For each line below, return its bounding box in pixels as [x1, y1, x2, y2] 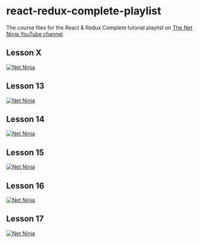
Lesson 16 [6, 181, 45, 191]
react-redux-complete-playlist [6, 4, 161, 18]
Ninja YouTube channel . [6, 30, 65, 37]
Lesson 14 [6, 114, 45, 124]
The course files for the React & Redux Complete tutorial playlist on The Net [6, 24, 193, 31]
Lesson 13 [6, 81, 45, 91]
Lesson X [6, 48, 42, 58]
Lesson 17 [6, 214, 44, 224]
